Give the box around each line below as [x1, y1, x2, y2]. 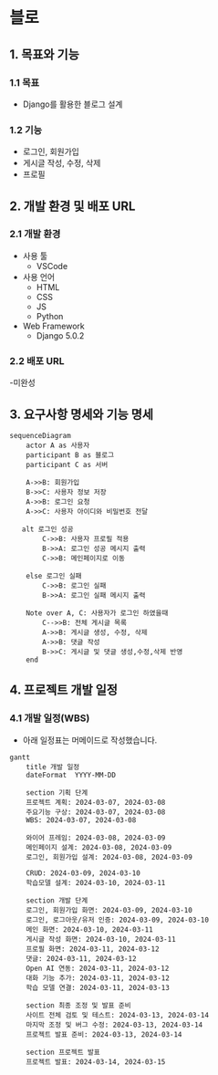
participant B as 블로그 [26, 450, 115, 460]
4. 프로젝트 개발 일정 [9, 683, 119, 698]
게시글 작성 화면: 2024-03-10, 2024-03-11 [26, 934, 176, 944]
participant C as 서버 [26, 460, 109, 469]
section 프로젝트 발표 [26, 1048, 100, 1057]
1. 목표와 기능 [9, 47, 79, 62]
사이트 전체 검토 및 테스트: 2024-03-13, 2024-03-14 [26, 1010, 210, 1019]
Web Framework [22, 320, 85, 331]
